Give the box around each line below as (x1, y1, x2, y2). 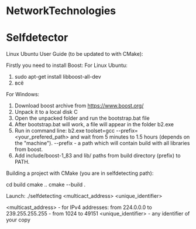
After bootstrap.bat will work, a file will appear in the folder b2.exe (14, 121, 174, 128)
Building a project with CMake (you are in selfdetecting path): (6, 170, 154, 177)
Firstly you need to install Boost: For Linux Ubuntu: (6, 62, 128, 69)
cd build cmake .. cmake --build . (6, 181, 86, 188)
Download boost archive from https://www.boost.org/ (14, 102, 144, 109)
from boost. (14, 146, 43, 153)
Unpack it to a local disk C (14, 109, 78, 116)
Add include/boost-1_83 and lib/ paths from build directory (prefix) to (14, 152, 181, 159)
